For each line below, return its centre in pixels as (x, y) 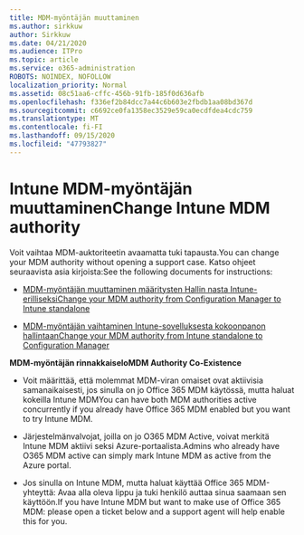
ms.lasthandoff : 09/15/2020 (62, 136)
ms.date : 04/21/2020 (48, 43)
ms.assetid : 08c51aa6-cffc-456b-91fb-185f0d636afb (107, 93)
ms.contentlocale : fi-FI (56, 128)
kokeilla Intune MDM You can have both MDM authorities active (139, 399)
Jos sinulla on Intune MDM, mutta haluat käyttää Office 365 (133, 482)
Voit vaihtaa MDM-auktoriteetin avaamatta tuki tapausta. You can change (144, 252)
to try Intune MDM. (57, 418)
